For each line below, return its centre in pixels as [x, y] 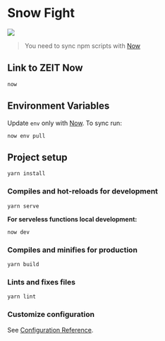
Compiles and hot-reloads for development [83, 191]
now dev [19, 232]
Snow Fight [41, 13]
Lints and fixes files [42, 282]
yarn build [23, 264]
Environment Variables [59, 106]
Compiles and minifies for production [72, 250]
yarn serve [23, 206]
